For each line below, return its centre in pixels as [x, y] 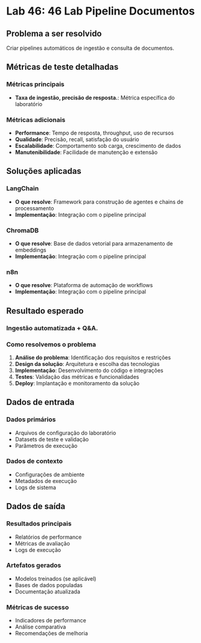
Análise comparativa [40, 627]
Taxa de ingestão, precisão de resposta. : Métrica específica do [95, 98]
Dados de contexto [35, 461]
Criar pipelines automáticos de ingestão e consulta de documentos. [90, 48]
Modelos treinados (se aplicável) [56, 578]
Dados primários [31, 419]
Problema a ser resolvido [54, 34]
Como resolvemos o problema [51, 344]
